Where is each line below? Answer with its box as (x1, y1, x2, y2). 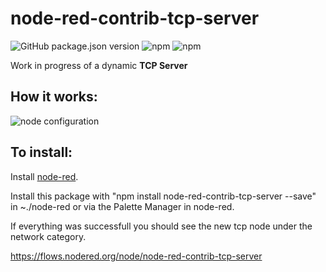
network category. (10, 230, 87, 242)
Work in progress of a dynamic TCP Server (10, 59, 188, 71)
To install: (10, 144, 73, 161)
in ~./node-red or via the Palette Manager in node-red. (10, 200, 235, 212)
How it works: (10, 88, 98, 106)
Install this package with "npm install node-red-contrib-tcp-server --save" (10, 190, 317, 202)
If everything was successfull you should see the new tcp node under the (10, 220, 313, 232)
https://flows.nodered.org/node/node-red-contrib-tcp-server (10, 250, 263, 262)
